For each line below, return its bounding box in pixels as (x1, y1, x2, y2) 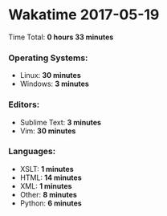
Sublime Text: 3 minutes (19, 117, 102, 127)
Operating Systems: (8, 52, 88, 63)
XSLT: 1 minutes (19, 164, 74, 173)
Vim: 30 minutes (19, 126, 76, 136)
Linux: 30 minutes (19, 71, 82, 80)
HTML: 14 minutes (19, 173, 82, 182)
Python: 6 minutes (19, 198, 82, 208)
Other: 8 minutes (19, 190, 78, 199)
